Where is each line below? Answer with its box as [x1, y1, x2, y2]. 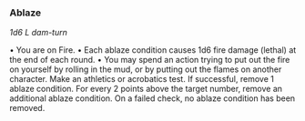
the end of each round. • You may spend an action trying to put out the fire [9, 55, 290, 66]
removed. [9, 103, 46, 114]
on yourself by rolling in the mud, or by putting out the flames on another [9, 64, 282, 75]
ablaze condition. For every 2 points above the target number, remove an [9, 84, 283, 95]
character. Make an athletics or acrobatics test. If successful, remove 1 [9, 74, 275, 85]
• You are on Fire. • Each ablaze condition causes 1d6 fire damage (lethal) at [9, 45, 297, 55]
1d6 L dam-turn [9, 27, 68, 38]
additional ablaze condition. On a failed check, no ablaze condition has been [9, 93, 296, 104]
